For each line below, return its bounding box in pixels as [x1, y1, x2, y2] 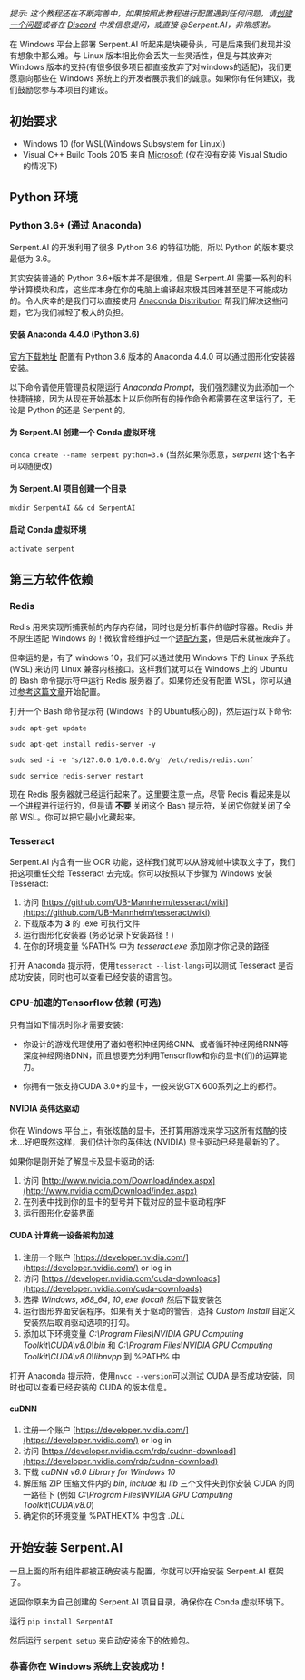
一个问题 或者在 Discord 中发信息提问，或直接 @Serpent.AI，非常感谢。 [9, 19, 275, 30]
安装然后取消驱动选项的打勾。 [22, 1317, 134, 1328]
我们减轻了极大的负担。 [40, 306, 129, 317]
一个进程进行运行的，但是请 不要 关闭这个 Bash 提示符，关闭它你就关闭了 [9, 800, 284, 810]
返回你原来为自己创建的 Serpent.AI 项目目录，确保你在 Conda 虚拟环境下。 [9, 1596, 290, 1607]
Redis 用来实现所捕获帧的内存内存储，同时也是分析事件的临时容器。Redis [9, 622, 284, 632]
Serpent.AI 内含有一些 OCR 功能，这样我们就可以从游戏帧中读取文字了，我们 [9, 857, 296, 868]
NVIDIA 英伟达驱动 [9, 1103, 80, 1114]
